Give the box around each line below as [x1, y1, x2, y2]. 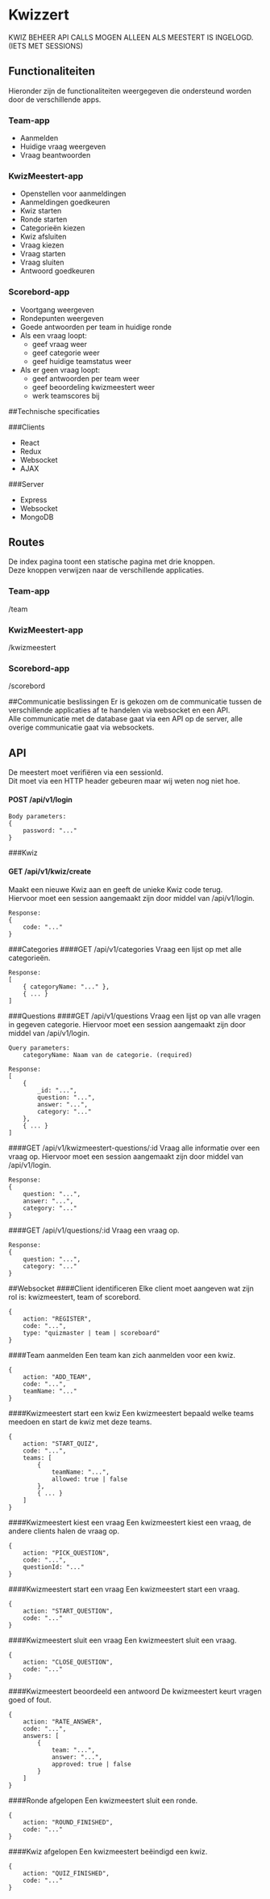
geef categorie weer [31, 348, 100, 357]
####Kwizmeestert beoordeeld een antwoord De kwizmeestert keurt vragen [8, 1686, 262, 1696]
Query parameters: [8, 1043, 70, 1052]
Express [19, 495, 48, 505]
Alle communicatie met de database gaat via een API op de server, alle [8, 714, 243, 724]
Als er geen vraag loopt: [19, 365, 101, 374]
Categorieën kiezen [19, 223, 85, 233]
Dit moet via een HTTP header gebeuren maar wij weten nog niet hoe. [8, 776, 240, 786]
